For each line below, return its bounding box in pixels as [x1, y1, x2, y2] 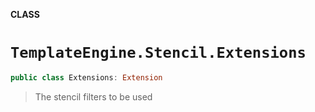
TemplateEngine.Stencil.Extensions [10, 44, 307, 63]
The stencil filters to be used [34, 90, 153, 103]
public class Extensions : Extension [10, 72, 163, 83]
